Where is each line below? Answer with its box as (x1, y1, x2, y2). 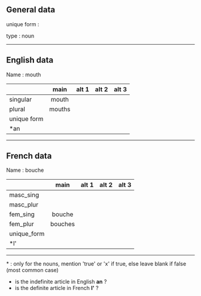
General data (6, 5, 56, 15)
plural (9, 104, 26, 113)
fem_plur (9, 220, 34, 229)
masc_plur (9, 201, 39, 209)
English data (6, 55, 54, 65)
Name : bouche (6, 166, 44, 174)
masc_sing (9, 191, 39, 199)
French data (6, 151, 52, 161)
